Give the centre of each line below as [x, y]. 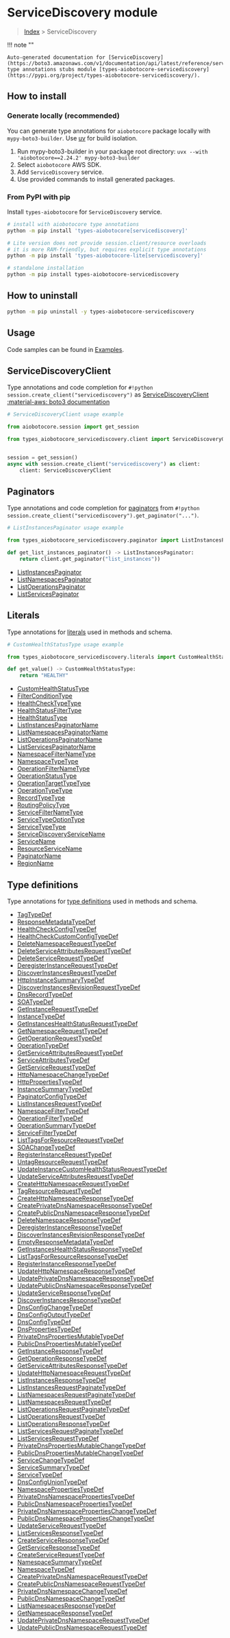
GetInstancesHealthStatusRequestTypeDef [77, 1024]
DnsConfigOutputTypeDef [54, 1315]
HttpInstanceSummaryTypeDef [61, 980]
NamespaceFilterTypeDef [53, 1111]
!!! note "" [21, 45]
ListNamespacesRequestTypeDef [64, 1402]
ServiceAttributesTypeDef [53, 1060]
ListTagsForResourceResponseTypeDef [73, 1257]
